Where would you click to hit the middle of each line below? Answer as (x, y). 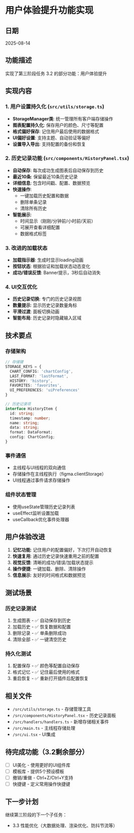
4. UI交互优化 (21, 287)
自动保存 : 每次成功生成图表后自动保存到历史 (58, 170)
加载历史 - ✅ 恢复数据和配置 (42, 627)
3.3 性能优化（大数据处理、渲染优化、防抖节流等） (65, 825)
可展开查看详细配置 (40, 227)
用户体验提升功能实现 (50, 10)
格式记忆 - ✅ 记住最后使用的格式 (46, 672)
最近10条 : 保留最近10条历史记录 (45, 176)
